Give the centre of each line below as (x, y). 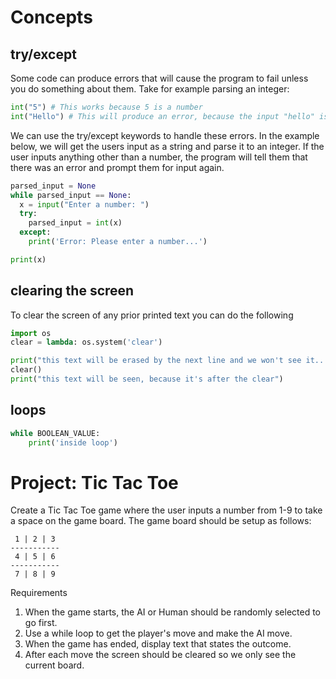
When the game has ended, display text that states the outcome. (158, 644)
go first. (41, 623)
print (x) (28, 259)
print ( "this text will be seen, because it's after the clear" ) (147, 379)
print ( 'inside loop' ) (73, 442)
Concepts (51, 17)
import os (31, 333)
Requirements (39, 593)
